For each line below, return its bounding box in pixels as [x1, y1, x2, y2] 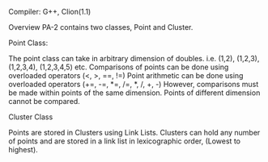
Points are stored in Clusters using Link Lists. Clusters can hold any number [8, 128, 261, 137]
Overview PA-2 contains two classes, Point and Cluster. [8, 23, 194, 31]
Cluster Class [8, 112, 53, 122]
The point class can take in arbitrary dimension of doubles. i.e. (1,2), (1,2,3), [8, 54, 260, 63]
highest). [8, 145, 38, 154]
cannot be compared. [8, 97, 81, 106]
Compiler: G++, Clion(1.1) [8, 7, 91, 16]
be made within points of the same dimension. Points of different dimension [8, 88, 261, 98]
